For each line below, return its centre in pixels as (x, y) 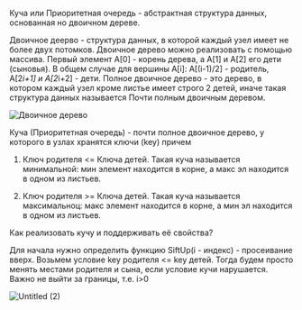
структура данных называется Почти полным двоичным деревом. (137, 97)
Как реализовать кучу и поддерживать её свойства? (111, 232)
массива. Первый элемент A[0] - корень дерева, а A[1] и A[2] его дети (146, 59)
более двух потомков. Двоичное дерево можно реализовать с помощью (151, 50)
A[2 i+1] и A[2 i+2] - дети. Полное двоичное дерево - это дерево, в (136, 78)
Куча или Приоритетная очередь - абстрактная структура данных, (138, 13)
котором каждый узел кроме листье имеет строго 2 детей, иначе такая (148, 88)
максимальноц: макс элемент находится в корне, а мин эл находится (157, 205)
